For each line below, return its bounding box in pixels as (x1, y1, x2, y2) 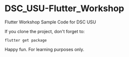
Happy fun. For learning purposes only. (4, 46, 85, 52)
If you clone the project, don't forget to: (4, 28, 85, 34)
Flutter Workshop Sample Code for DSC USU (4, 19, 96, 25)
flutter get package (4, 38, 47, 43)
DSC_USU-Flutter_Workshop (4, 3, 125, 14)
